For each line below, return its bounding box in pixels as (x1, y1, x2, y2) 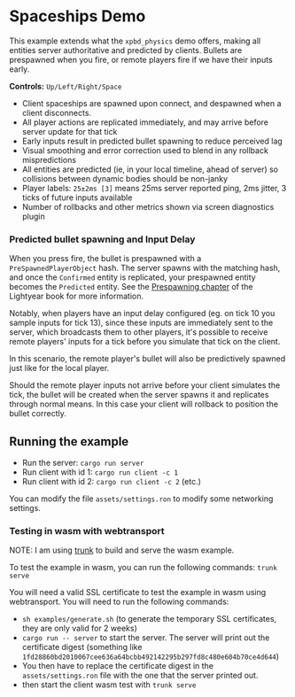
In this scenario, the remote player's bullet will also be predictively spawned (9, 353, 286, 364)
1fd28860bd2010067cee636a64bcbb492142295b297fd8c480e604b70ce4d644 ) (21, 651, 280, 662)
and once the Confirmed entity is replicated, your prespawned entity (9, 272, 256, 283)
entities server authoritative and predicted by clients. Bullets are (9, 44, 243, 55)
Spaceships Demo (9, 6, 146, 27)
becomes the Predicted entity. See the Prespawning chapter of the (9, 282, 253, 292)
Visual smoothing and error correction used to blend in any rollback (21, 144, 268, 156)
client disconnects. (21, 107, 91, 118)
